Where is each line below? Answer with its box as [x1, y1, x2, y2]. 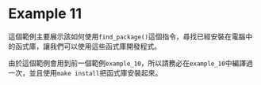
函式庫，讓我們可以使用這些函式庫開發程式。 [14, 41, 161, 51]
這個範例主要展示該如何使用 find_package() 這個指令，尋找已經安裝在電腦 [8, 31, 246, 41]
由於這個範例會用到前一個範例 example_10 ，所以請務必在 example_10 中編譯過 [8, 58, 254, 68]
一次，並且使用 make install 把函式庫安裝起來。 [8, 68, 163, 77]
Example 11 [8, 5, 82, 23]
